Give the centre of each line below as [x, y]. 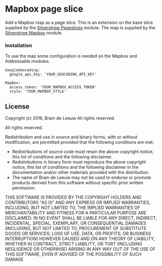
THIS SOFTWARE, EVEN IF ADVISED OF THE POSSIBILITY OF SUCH [73, 254]
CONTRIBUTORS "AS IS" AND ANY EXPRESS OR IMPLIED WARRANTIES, [78, 203]
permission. [24, 188]
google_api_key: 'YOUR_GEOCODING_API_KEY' [53, 75]
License [17, 106]
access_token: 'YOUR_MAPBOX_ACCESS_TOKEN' [53, 87]
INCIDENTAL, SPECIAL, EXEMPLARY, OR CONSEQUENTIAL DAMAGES [76, 223]
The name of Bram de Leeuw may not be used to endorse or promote [82, 178]
